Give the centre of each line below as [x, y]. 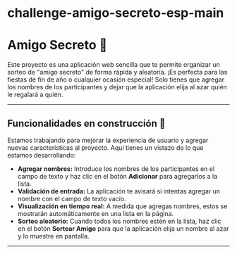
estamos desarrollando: [42, 155]
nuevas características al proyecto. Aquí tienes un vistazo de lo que [105, 147]
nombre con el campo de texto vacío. [72, 198]
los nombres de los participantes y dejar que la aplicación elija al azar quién [117, 87]
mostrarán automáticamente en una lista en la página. [96, 213]
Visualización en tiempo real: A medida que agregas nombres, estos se [122, 206]
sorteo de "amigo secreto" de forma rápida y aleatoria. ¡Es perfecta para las [117, 72]
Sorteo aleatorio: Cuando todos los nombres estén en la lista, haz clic [119, 221]
